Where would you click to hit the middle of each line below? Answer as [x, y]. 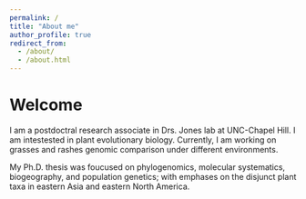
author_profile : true [51, 35]
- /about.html [44, 60]
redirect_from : [38, 43]
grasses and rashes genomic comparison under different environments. [144, 149]
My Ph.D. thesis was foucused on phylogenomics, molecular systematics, [147, 167]
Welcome [46, 105]
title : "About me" [44, 26]
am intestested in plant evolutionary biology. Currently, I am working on [143, 139]
